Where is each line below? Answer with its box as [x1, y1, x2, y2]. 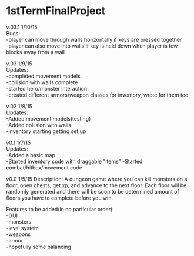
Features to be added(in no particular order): [6, 205, 115, 212]
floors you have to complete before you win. [6, 194, 113, 201]
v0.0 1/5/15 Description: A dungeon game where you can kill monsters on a [6, 175, 188, 182]
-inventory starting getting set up [6, 128, 86, 135]
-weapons [6, 231, 31, 238]
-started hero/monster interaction [6, 85, 88, 92]
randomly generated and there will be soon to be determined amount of [6, 188, 179, 195]
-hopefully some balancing [6, 243, 72, 250]
